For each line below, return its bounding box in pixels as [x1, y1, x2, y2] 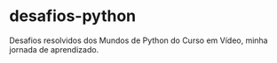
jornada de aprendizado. [9, 44, 99, 54]
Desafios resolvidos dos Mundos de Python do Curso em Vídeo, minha [9, 35, 268, 45]
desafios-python [9, 6, 137, 26]
